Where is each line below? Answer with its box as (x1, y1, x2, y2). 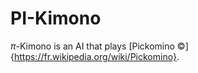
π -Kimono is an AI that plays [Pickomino (10, 40, 175, 52)
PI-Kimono (10, 7, 102, 30)
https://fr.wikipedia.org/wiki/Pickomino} (13, 50, 177, 62)
